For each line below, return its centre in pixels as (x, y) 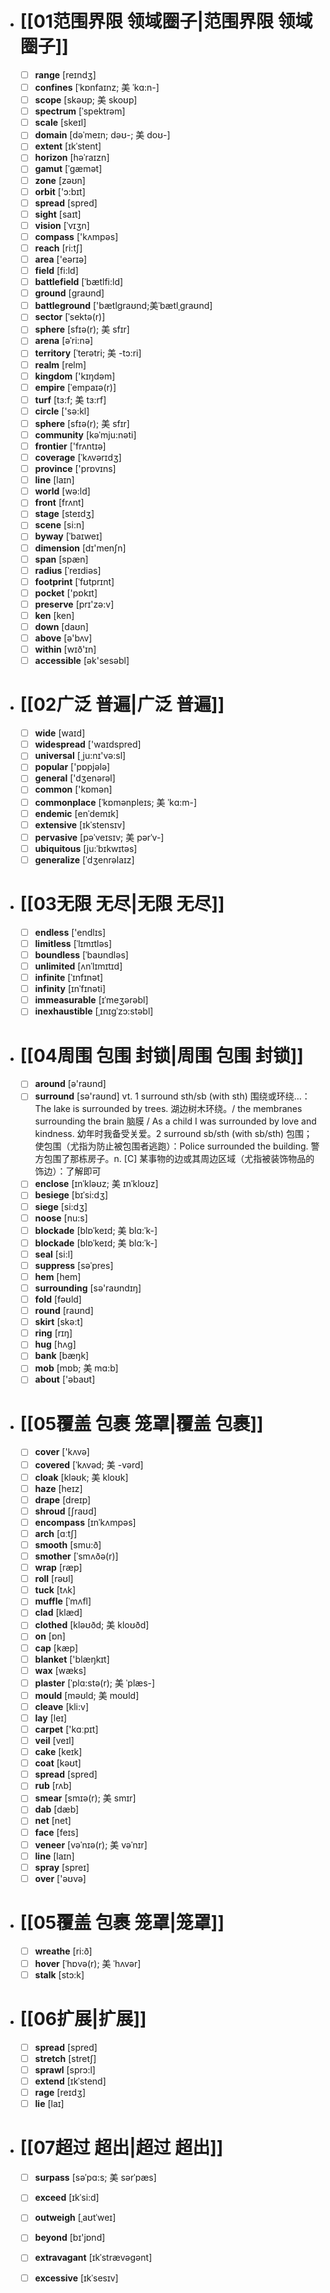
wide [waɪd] (60, 733)
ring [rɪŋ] (53, 1333)
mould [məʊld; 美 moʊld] (87, 1695)
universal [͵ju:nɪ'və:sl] (80, 756)
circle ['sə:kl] (62, 411)
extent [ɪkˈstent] (68, 146)
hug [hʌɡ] (55, 1344)
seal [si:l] (54, 1254)
